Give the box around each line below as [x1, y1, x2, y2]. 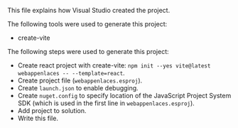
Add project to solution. [17, 107, 87, 114]
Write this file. [17, 114, 59, 122]
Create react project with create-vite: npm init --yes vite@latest [17, 61, 211, 70]
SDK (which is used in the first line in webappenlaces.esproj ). [17, 99, 195, 107]
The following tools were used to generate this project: [7, 20, 168, 28]
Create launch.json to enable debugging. [17, 84, 139, 92]
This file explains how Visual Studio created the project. [7, 6, 171, 14]
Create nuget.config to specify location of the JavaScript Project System [17, 92, 232, 100]
